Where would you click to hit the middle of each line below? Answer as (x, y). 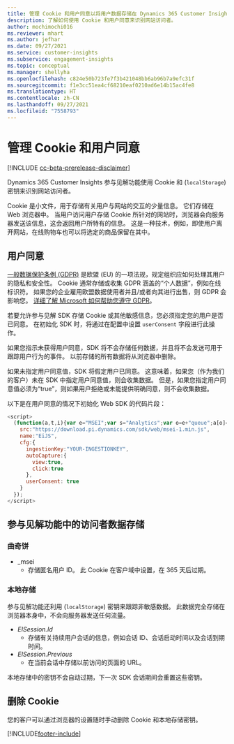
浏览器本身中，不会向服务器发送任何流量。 (68, 615)
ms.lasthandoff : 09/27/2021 (48, 105)
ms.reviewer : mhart (36, 33)
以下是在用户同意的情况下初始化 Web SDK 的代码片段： (87, 403)
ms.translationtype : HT (42, 92)
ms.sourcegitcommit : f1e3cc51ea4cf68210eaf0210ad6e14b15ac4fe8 (101, 85)
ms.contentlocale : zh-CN (43, 99)
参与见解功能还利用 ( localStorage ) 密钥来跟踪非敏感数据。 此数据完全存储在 (116, 606)
